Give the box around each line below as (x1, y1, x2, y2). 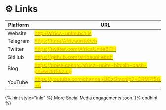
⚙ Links (5, 3, 38, 15)
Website (7, 30, 27, 37)
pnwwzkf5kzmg (34, 68, 72, 74)
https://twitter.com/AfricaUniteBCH (34, 45, 116, 52)
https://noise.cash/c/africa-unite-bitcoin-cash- (34, 62, 147, 69)
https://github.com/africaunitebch (34, 53, 113, 60)
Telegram (7, 37, 30, 44)
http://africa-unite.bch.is (34, 30, 92, 37)
